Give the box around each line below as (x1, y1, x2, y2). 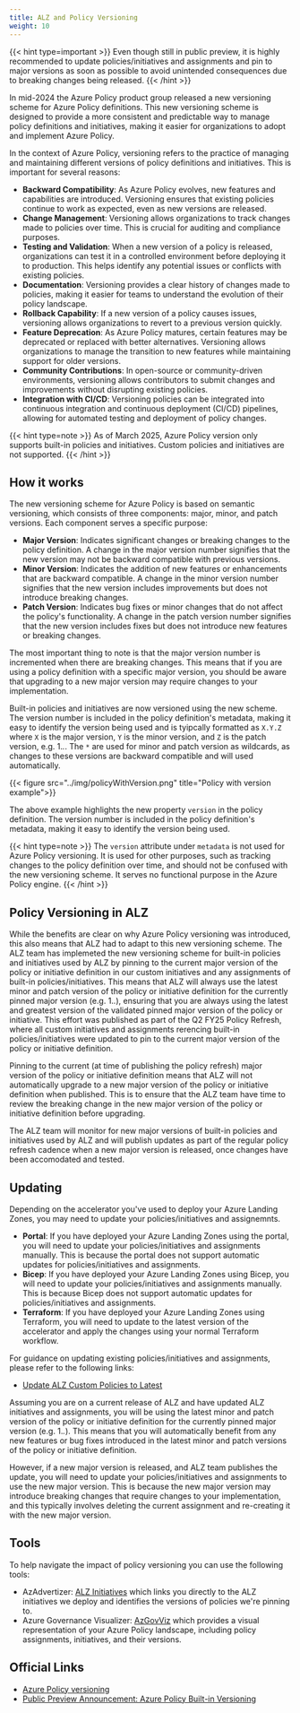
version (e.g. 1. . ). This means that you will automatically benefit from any (9, 1425, 277, 1436)
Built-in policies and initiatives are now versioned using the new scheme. (9, 703, 278, 714)
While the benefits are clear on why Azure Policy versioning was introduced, (9, 929, 291, 939)
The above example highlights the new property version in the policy (9, 804, 263, 816)
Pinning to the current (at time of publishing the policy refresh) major (9, 1060, 262, 1071)
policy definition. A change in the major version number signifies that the (21, 544, 291, 556)
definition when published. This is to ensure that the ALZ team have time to (9, 1089, 287, 1100)
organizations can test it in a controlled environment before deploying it (21, 250, 287, 261)
